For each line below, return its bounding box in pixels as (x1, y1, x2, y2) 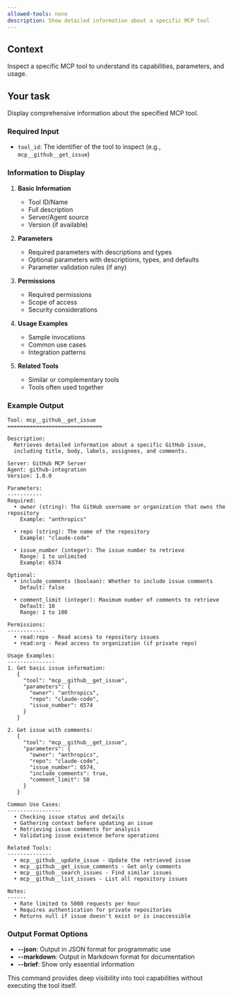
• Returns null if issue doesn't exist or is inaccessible (13, 913, 191, 920)
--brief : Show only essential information (17, 960, 135, 969)
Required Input (7, 127, 59, 137)
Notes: (7, 888, 27, 895)
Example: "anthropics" (20, 516, 87, 523)
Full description (28, 205, 73, 213)
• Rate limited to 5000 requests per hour (13, 901, 141, 908)
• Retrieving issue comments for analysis (13, 826, 141, 833)
